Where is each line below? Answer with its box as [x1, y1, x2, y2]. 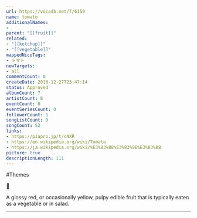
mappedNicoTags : [6, 52, 46, 58]
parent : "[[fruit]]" [6, 30, 57, 36]
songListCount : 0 [6, 117, 49, 123]
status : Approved [6, 85, 49, 91]
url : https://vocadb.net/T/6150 [6, 8, 85, 15]
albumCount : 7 [6, 90, 41, 96]
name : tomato [6, 14, 38, 20]
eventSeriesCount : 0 [6, 106, 57, 112]
